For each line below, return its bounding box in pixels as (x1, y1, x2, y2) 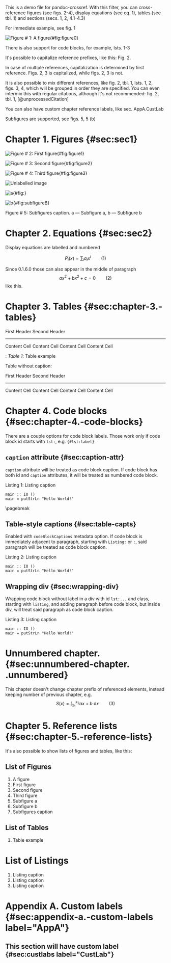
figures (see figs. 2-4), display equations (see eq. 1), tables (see (26, 10, 161, 16)
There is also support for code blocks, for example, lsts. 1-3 (5, 45, 130, 50)
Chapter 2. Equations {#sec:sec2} (5, 228, 153, 239)
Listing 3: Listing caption (5, 617, 57, 623)
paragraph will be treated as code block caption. (5, 544, 107, 550)
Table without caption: (5, 363, 52, 369)
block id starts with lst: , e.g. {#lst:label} (5, 438, 95, 444)
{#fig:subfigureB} (13, 200, 50, 206)
